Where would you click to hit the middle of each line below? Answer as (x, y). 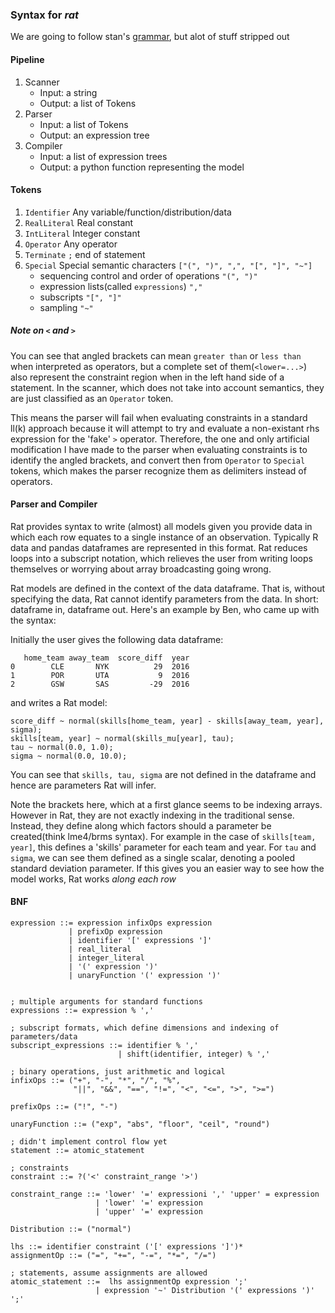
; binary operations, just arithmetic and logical (118, 1072)
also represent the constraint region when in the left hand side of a (147, 377)
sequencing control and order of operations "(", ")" (148, 275)
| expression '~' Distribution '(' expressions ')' (205, 1291)
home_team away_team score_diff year (106, 658)
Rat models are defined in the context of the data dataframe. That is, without (168, 588)
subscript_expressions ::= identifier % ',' (104, 1046)
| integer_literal (106, 958)
